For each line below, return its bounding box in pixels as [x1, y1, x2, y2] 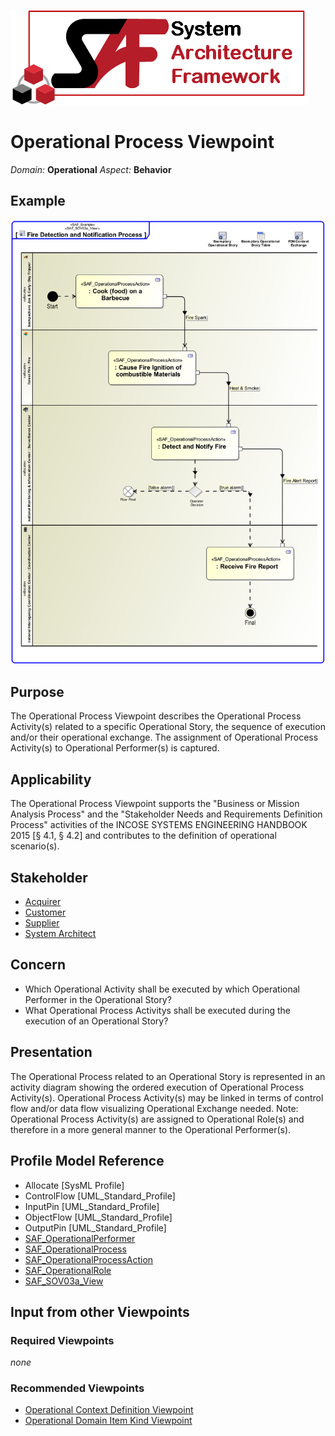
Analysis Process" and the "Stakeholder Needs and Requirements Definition [10, 808, 323, 820]
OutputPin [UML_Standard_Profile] [24, 1221, 167, 1234]
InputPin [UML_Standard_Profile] [24, 1200, 160, 1212]
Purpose [10, 684, 65, 701]
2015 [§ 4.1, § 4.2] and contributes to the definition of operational [10, 830, 277, 842]
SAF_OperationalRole [24, 1264, 112, 1276]
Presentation [10, 1044, 93, 1061]
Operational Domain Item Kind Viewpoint [24, 1415, 193, 1427]
